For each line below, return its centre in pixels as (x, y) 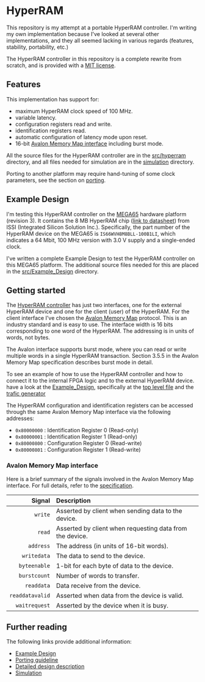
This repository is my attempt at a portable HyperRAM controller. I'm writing (102, 27)
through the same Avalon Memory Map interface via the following (88, 412)
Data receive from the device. (98, 586)
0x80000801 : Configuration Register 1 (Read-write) (78, 450)
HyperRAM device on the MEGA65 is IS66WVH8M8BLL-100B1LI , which (91, 233)
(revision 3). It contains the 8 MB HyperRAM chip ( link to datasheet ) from (98, 220)
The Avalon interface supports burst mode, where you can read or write (96, 349)
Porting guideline (37, 660)
